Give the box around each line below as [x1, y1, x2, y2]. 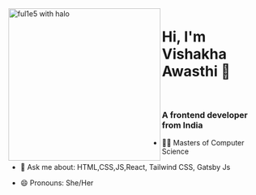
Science [161, 146, 189, 157]
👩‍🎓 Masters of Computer [161, 138, 245, 148]
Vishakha [161, 45, 227, 63]
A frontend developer [161, 109, 249, 120]
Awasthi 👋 [161, 63, 231, 80]
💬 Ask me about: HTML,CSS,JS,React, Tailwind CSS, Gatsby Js [19, 162, 231, 172]
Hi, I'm [161, 28, 207, 46]
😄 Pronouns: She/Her [19, 178, 94, 188]
